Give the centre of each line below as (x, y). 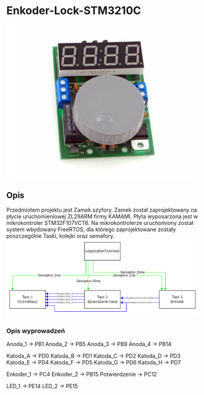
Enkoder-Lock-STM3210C (74, 11)
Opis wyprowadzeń (36, 331)
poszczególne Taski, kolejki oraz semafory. (60, 236)
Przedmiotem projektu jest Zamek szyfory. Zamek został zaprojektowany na (102, 210)
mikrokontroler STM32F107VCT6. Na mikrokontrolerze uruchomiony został (100, 223)
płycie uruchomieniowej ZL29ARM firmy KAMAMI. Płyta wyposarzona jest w (102, 216)
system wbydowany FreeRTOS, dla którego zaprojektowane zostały (91, 229)
